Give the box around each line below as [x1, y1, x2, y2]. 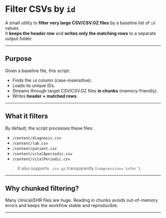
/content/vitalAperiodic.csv [12, 151, 73, 156]
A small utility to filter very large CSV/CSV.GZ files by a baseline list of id [5, 20, 156, 26]
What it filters [5, 112, 48, 121]
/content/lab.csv [12, 141, 48, 146]
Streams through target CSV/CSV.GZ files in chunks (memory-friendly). [12, 87, 158, 93]
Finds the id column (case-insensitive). [12, 77, 92, 83]
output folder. [5, 36, 33, 42]
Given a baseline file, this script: [5, 68, 70, 74]
